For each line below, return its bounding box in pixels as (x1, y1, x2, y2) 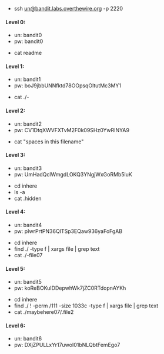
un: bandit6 (14, 335, 42, 342)
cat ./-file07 (14, 252, 43, 259)
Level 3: (5, 152, 26, 159)
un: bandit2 (14, 120, 42, 127)
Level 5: (5, 265, 25, 272)
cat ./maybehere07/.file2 (14, 309, 74, 316)
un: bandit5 (14, 278, 42, 286)
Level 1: (5, 63, 25, 70)
